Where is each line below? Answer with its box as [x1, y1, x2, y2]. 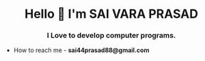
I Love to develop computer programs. [46, 31, 176, 40]
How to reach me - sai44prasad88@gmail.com [13, 46, 150, 54]
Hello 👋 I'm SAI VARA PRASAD [25, 6, 198, 22]
